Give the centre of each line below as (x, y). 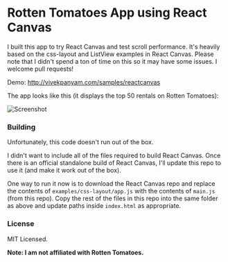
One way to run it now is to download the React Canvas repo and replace (111, 184)
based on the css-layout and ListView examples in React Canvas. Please (111, 54)
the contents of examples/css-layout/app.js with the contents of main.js (111, 191)
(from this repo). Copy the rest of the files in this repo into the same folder (113, 198)
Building (21, 127)
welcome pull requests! (41, 69)
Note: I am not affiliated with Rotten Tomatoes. (76, 252)
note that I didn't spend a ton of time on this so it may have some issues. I (112, 61)
